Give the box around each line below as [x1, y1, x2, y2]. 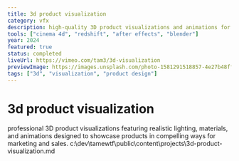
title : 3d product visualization [7, 10, 107, 18]
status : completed [7, 51, 62, 58]
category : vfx [7, 17, 50, 24]
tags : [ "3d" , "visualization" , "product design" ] [7, 70, 158, 77]
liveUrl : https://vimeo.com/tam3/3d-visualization [7, 57, 161, 64]
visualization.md [7, 147, 55, 155]
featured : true [7, 43, 53, 51]
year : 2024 [7, 37, 40, 44]
